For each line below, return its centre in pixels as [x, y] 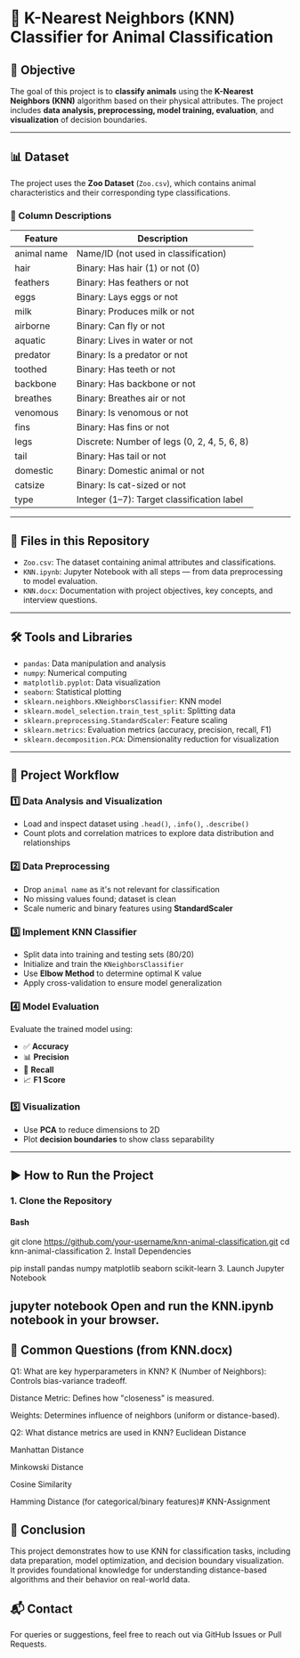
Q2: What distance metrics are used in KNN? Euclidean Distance [128, 1433]
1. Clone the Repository [61, 1200]
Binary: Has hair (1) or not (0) [138, 268]
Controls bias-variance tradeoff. [69, 1381]
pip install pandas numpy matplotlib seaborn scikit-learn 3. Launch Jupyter [147, 1269]
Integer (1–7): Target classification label [160, 500]
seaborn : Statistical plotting [72, 691]
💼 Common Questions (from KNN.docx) [122, 1349]
